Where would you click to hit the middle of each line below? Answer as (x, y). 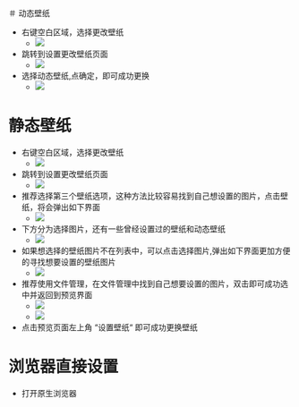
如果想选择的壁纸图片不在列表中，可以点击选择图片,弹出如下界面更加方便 (156, 250)
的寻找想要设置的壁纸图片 (68, 261)
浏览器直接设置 (64, 367)
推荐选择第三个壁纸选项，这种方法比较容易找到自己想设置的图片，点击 (151, 196)
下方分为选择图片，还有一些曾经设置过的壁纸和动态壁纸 (123, 229)
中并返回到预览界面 (57, 294)
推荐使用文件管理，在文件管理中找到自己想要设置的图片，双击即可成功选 (154, 284)
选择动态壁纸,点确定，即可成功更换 (85, 76)
